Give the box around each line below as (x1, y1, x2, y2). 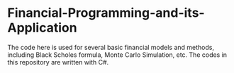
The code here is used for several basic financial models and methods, (7, 43, 215, 51)
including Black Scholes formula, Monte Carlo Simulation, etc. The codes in (7, 51, 228, 59)
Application (7, 20, 77, 36)
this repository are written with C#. (7, 58, 109, 66)
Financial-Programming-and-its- (7, 5, 205, 21)
